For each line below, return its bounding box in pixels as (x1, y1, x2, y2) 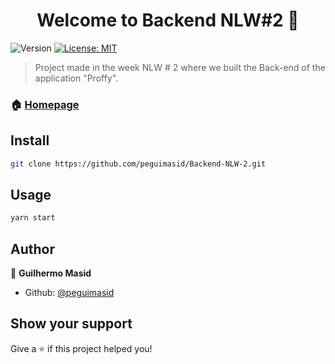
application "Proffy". (34, 72, 119, 84)
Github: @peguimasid (24, 287, 115, 299)
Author (10, 240, 55, 258)
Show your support (10, 315, 133, 333)
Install (10, 132, 50, 149)
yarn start (10, 213, 56, 223)
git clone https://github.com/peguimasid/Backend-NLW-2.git (10, 159, 267, 169)
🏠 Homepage (10, 97, 80, 111)
